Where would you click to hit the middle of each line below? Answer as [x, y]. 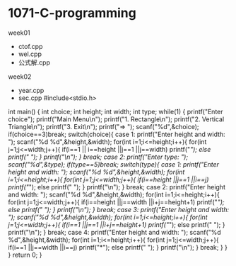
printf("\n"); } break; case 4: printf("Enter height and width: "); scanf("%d [114, 232]
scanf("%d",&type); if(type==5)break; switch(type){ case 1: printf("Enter [114, 164]
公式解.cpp [34, 62]
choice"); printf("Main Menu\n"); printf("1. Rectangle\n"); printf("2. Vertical [116, 119]
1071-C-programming [72, 13]
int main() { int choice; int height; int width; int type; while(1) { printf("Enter [116, 111]
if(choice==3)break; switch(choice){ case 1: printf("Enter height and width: [117, 134]
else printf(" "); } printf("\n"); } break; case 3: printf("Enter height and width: [118, 209]
